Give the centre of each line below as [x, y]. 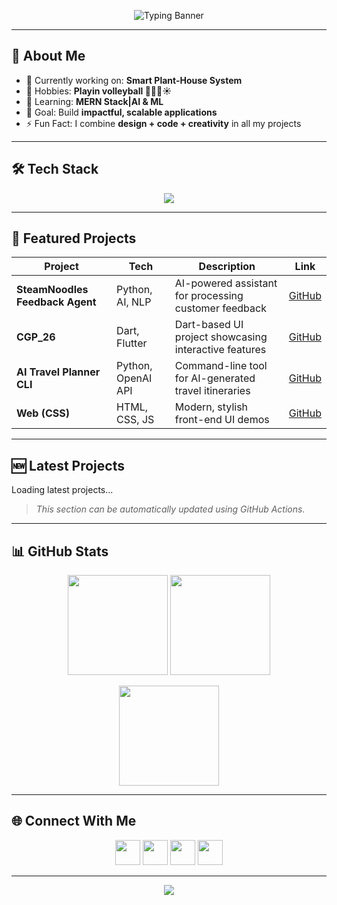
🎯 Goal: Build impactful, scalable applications [121, 112]
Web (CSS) [43, 413]
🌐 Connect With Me [74, 821]
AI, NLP [134, 302]
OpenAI [134, 378]
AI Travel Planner [58, 372]
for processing [209, 296]
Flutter [132, 343]
